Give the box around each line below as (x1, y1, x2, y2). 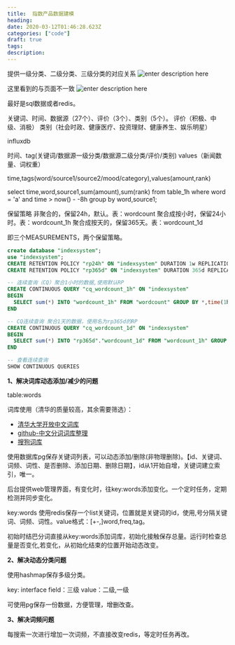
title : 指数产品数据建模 (7, 10, 75, 18)
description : (7, 50, 45, 57)
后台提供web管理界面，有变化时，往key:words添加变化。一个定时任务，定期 (7, 485, 227, 493)
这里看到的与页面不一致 (7, 84, 75, 92)
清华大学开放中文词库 (17, 419, 79, 428)
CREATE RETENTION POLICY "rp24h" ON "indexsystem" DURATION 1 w (7, 260, 196, 267)
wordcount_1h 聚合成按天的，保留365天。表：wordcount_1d (31, 218, 204, 226)
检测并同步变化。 (7, 493, 57, 501)
